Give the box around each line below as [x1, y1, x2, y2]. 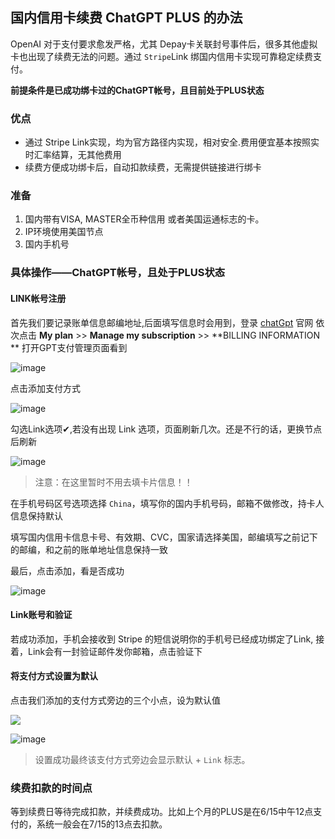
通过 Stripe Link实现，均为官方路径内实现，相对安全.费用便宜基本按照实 [24, 136, 320, 148]
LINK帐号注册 [10, 292, 67, 304]
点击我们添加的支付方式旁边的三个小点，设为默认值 [10, 694, 221, 706]
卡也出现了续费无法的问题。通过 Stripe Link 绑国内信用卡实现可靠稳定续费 [10, 50, 314, 62]
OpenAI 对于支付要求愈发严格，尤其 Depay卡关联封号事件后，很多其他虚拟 [10, 38, 318, 50]
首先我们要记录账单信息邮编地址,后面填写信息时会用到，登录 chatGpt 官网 [10, 316, 314, 328]
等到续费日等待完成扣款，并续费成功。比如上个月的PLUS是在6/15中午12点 [10, 806, 314, 818]
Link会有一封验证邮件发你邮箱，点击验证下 [27, 645, 203, 657]
